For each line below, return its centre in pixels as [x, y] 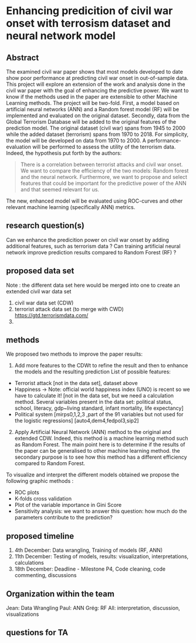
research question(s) [45, 226]
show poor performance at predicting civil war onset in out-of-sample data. [97, 78]
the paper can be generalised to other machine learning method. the [97, 451]
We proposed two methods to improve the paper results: [74, 354]
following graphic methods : [40, 481]
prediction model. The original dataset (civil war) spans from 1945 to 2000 [96, 128]
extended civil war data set [39, 291]
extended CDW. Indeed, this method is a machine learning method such [101, 438]
